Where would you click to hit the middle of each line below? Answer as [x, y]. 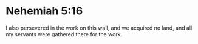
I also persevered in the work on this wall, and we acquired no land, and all [99, 28]
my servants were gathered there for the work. [64, 34]
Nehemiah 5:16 [44, 11]
